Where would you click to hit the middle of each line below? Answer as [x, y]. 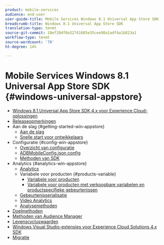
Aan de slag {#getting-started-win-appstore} [58, 126]
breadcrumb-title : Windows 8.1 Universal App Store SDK [64, 24]
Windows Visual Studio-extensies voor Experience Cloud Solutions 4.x [84, 227]
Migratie [21, 237]
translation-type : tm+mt [31, 28]
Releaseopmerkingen [34, 121]
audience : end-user [25, 14]
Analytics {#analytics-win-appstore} [49, 163]
